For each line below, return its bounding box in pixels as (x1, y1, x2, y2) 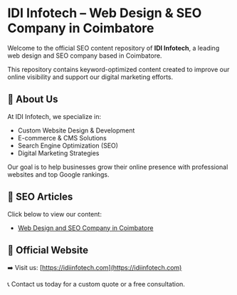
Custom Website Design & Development (17, 126, 135, 135)
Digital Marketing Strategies (17, 148, 100, 157)
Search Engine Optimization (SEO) (17, 141, 119, 150)
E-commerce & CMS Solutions (17, 133, 107, 142)
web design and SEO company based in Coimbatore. (7, 51, 162, 60)
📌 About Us (7, 93, 58, 105)
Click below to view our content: (7, 209, 102, 218)
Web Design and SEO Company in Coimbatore (17, 223, 154, 232)
